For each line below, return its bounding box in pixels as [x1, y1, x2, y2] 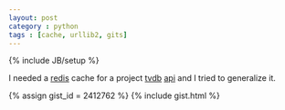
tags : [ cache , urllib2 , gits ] [8, 30, 128, 39]
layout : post [8, 13, 58, 23]
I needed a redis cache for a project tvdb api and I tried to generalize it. [8, 73, 276, 84]
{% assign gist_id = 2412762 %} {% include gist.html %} [8, 90, 221, 101]
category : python [8, 22, 79, 31]
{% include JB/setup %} [8, 55, 100, 66]
